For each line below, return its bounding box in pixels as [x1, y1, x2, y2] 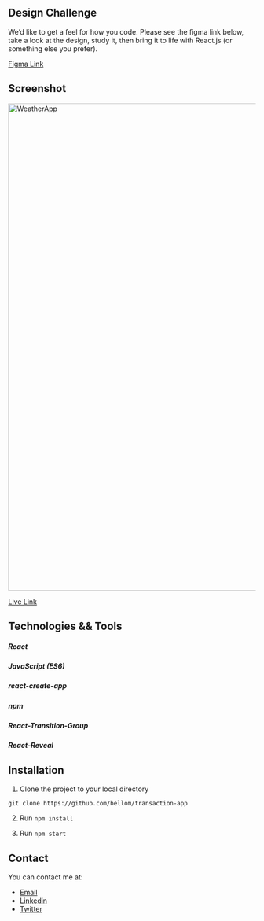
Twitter [19, 904, 43, 914]
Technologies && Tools [8, 620, 123, 633]
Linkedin [19, 896, 48, 905]
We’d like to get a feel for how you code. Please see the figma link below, [8, 27, 244, 36]
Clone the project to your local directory [19, 784, 149, 794]
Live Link [8, 597, 38, 606]
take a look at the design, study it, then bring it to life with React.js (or [8, 35, 233, 45]
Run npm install [19, 813, 74, 823]
